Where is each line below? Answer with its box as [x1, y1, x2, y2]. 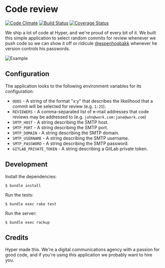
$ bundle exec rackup [5, 220, 50, 225]
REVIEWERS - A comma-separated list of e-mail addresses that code [12, 108, 149, 114]
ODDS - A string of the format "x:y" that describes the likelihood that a [12, 98, 153, 104]
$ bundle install [5, 183, 41, 188]
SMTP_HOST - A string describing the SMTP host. [12, 119, 109, 125]
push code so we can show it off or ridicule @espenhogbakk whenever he [5, 40, 158, 46]
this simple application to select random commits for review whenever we [5, 35, 156, 41]
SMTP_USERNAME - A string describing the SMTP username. [12, 135, 129, 141]
